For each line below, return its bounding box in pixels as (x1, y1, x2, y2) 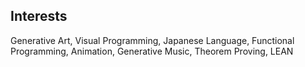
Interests (10, 8, 68, 25)
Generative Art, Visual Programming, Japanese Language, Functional (10, 34, 295, 46)
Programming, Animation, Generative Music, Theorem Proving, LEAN (10, 45, 294, 57)
